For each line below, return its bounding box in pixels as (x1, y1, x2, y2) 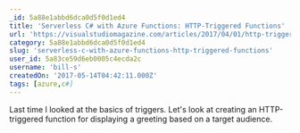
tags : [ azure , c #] (9, 79, 74, 88)
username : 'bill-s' (9, 63, 82, 72)
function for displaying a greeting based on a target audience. (45, 113, 273, 124)
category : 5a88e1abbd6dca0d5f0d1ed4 (9, 37, 146, 47)
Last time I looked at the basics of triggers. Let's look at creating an (9, 104, 257, 114)
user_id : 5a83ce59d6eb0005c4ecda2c (9, 54, 142, 63)
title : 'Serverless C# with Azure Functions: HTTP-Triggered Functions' (9, 21, 286, 30)
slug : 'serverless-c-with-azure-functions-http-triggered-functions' (9, 46, 274, 55)
